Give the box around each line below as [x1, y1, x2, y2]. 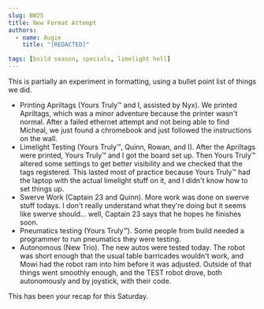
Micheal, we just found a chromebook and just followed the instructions [19, 125, 252, 135]
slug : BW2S [8, 11, 44, 20]
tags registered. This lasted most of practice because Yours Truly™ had [19, 167, 251, 177]
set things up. [19, 184, 65, 193]
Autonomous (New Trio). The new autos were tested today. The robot [19, 243, 246, 252]
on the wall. [19, 134, 58, 143]
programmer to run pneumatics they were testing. [19, 234, 181, 244]
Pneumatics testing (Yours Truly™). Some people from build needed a [19, 226, 244, 235]
